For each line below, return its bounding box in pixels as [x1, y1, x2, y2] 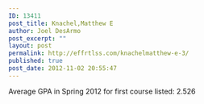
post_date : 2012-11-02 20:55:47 [8, 64, 117, 73]
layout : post [8, 42, 52, 50]
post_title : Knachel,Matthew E [8, 19, 114, 27]
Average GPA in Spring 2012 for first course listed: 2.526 [8, 86, 196, 96]
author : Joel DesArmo [8, 27, 81, 35]
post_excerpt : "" [8, 34, 67, 43]
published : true [8, 57, 63, 65]
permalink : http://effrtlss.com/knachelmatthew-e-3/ [8, 49, 189, 57]
